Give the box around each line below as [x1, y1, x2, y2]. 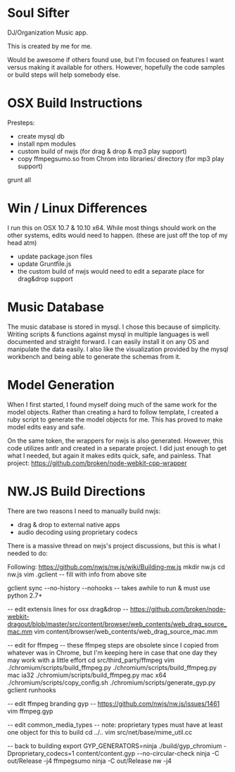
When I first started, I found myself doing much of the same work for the [7, 400, 217, 409]
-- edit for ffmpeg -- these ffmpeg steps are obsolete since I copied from [7, 640, 220, 649]
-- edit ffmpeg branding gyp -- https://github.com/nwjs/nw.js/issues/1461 [7, 699, 220, 708]
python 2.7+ [7, 591, 43, 600]
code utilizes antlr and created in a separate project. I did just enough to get [7, 443, 227, 452]
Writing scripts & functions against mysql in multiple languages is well [7, 329, 210, 338]
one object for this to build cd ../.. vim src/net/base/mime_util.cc [7, 728, 193, 736]
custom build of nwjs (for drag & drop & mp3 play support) [17, 146, 187, 156]
